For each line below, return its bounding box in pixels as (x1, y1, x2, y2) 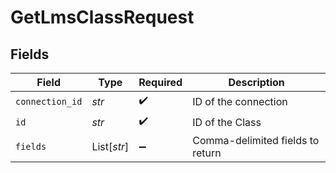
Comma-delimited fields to (192, 134, 320, 147)
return (192, 146, 222, 160)
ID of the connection (192, 94, 288, 108)
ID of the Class (192, 115, 262, 129)
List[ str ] (91, 140, 130, 153)
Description (228, 76, 285, 89)
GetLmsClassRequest (10, 6, 195, 29)
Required (138, 76, 183, 89)
